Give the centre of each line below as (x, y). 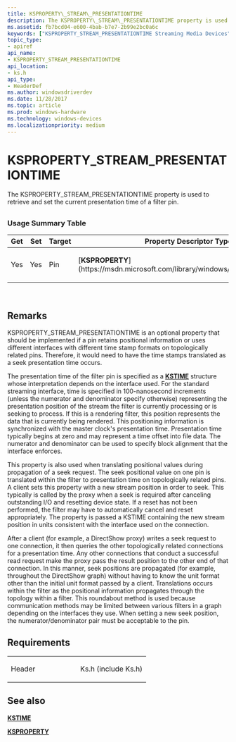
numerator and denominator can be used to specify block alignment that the (118, 444)
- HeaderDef (25, 86)
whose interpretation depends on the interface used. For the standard (108, 384)
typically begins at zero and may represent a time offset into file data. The (114, 436)
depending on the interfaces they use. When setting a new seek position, (113, 613)
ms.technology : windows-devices (54, 118)
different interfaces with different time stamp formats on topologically (108, 348)
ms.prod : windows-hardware (47, 112)
